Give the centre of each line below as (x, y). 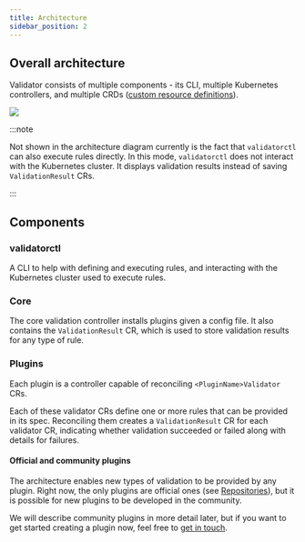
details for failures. (45, 440)
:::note (21, 129)
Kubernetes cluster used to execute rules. (88, 277)
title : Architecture (49, 18)
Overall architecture (67, 63)
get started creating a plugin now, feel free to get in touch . (118, 527)
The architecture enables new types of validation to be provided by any (143, 481)
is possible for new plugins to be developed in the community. (126, 500)
